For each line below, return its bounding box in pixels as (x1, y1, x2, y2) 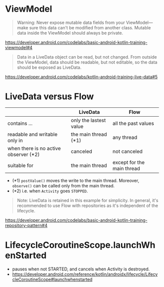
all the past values (112, 120, 154, 126)
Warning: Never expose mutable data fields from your (17, 20, 125, 25)
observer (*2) (7, 151, 40, 158)
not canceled (112, 148, 143, 155)
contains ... (7, 120, 33, 126)
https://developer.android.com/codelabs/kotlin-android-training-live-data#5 (5, 74, 158, 80)
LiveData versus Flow (5, 91, 94, 102)
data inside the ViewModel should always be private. (17, 30, 123, 36)
